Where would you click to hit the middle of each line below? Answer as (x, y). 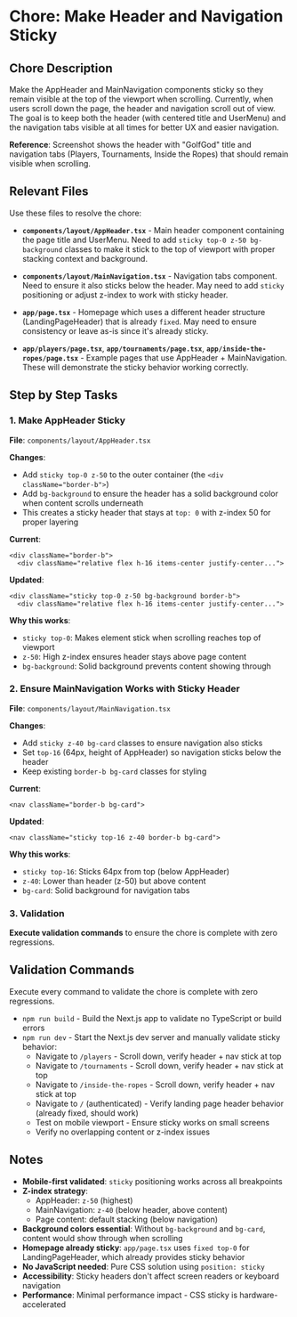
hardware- (259, 1295)
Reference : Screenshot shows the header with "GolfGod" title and (130, 145)
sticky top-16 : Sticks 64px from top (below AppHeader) (125, 871)
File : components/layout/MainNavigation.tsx (90, 708)
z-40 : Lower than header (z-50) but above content (114, 881)
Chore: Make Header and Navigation (146, 16)
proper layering (50, 522)
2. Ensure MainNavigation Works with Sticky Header (124, 689)
